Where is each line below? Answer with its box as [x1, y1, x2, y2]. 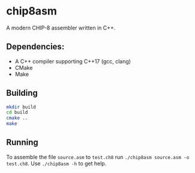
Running [6, 137, 39, 148]
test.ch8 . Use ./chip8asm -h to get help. [6, 160, 107, 167]
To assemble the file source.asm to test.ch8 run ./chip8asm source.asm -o [6, 153, 190, 160]
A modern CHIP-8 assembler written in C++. [6, 24, 116, 31]
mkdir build [6, 104, 36, 110]
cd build [6, 110, 28, 116]
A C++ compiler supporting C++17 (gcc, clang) [14, 57, 131, 64]
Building [6, 88, 38, 98]
